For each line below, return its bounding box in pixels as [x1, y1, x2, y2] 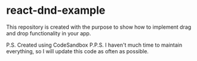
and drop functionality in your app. [6, 29, 91, 36]
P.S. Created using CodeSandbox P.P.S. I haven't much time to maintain [6, 41, 183, 48]
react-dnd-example [6, 4, 106, 17]
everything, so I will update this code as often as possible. [6, 47, 149, 54]
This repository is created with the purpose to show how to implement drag [6, 23, 192, 30]
